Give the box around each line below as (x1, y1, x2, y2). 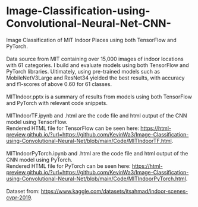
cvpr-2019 (6, 194, 32, 201)
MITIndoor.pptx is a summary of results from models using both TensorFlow (6, 93, 192, 100)
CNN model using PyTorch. (6, 156, 73, 163)
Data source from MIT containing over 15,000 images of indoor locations (6, 55, 184, 62)
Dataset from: (6, 187, 40, 195)
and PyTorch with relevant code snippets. (6, 99, 108, 106)
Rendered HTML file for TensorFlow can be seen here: (6, 125, 140, 132)
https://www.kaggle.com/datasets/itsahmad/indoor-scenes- (40, 187, 188, 195)
